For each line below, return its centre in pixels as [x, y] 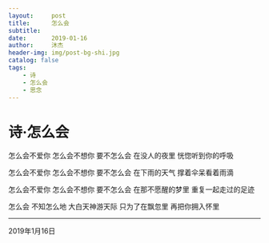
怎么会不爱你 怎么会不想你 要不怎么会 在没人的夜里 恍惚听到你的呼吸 [121, 156]
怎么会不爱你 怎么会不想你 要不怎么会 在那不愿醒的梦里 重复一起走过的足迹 [131, 189]
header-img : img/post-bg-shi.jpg [64, 53]
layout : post [37, 16]
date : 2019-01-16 [48, 38]
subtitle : [25, 30]
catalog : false [34, 61]
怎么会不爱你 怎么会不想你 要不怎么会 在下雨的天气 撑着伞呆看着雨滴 [121, 173]
